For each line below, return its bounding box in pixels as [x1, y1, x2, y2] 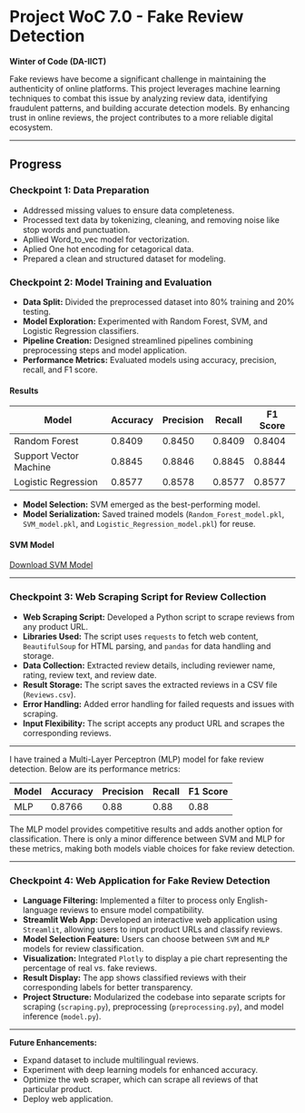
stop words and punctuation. [22, 224, 131, 235]
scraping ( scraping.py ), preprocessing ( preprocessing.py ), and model [22, 1001, 284, 1012]
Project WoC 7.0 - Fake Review [9, 6, 244, 27]
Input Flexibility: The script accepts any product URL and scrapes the [22, 717, 285, 729]
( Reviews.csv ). [22, 689, 76, 700]
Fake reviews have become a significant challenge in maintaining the [9, 73, 267, 84]
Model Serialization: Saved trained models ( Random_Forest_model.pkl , [22, 509, 285, 520]
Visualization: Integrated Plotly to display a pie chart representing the [22, 953, 288, 964]
